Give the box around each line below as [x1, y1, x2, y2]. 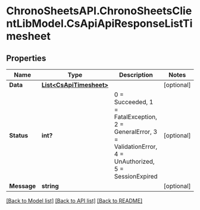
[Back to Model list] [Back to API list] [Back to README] [6, 198, 143, 204]
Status [9, 131, 29, 139]
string [41, 182, 60, 190]
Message [9, 182, 36, 190]
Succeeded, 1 [114, 98, 154, 106]
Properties [6, 53, 46, 63]
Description [118, 71, 153, 79]
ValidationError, [114, 143, 158, 151]
